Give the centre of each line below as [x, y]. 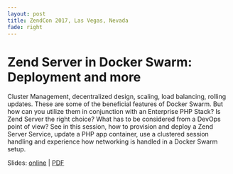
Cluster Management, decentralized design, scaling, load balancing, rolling [116, 97]
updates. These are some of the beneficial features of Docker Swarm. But [115, 104]
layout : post [27, 14]
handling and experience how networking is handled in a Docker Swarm [113, 141]
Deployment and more [74, 77]
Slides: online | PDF [36, 163]
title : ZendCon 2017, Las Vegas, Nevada [68, 21]
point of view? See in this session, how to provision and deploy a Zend [110, 127]
